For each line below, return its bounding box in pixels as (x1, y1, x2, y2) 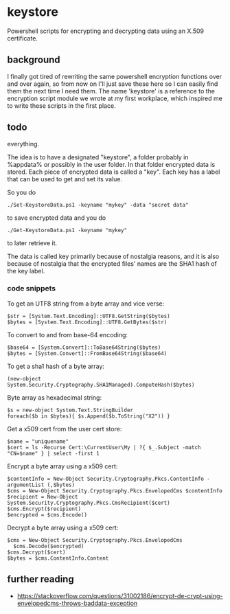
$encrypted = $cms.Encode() (7, 511, 88, 519)
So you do (7, 188, 36, 196)
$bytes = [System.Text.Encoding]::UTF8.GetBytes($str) (7, 319, 168, 326)
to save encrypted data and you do (7, 214, 106, 222)
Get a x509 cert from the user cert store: (7, 424, 122, 433)
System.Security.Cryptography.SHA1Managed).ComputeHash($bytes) (7, 381, 195, 388)
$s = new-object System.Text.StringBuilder (7, 407, 134, 413)
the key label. (7, 266, 45, 275)
